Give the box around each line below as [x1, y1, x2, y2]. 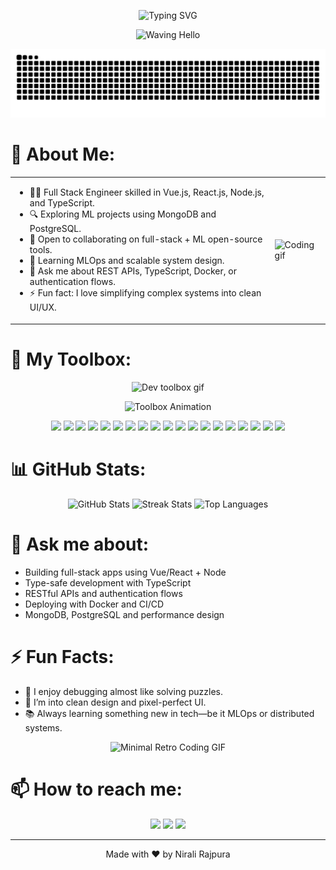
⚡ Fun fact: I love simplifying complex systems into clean [29, 287, 262, 299]
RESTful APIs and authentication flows [24, 587, 183, 599]
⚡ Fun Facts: [10, 645, 115, 668]
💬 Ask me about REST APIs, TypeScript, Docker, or [29, 265, 237, 277]
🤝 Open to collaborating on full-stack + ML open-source [29, 233, 263, 245]
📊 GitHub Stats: [10, 458, 147, 481]
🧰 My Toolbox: [10, 348, 132, 371]
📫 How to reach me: [10, 778, 183, 800]
